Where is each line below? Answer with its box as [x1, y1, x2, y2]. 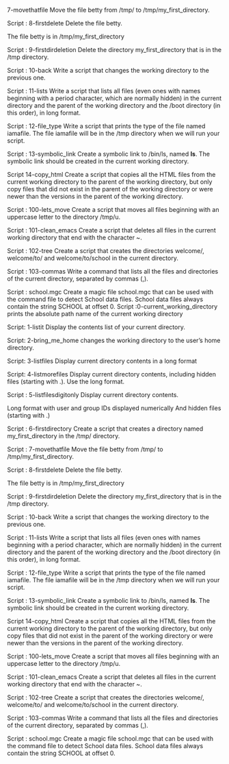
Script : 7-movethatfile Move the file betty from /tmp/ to [7, 445, 163, 453]
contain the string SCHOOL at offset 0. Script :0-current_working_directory [7, 302, 218, 311]
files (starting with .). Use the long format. [7, 377, 125, 385]
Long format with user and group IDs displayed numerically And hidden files [7, 404, 221, 412]
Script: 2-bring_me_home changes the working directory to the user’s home [7, 336, 221, 344]
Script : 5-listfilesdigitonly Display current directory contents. [7, 391, 179, 398]
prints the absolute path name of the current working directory [7, 310, 183, 318]
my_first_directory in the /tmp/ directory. [7, 432, 120, 440]
